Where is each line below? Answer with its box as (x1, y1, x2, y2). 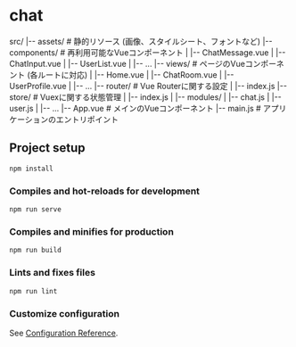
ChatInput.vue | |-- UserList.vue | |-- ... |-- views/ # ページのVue (9, 58, 245, 69)
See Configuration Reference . (9, 327, 119, 338)
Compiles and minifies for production (9, 225, 174, 237)
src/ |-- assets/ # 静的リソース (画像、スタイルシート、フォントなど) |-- (9, 36, 273, 46)
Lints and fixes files (9, 267, 96, 279)
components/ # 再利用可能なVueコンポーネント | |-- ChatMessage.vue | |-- (9, 46, 286, 58)
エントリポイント (55, 113, 119, 125)
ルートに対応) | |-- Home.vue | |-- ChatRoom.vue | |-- (37, 69, 234, 80)
